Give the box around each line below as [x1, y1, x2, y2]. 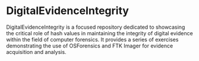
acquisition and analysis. [6, 48, 67, 55]
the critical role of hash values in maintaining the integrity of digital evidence [6, 29, 193, 36]
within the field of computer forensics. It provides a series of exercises [6, 36, 179, 43]
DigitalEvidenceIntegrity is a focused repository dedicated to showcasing [6, 23, 185, 30]
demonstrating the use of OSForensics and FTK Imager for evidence [6, 42, 173, 49]
